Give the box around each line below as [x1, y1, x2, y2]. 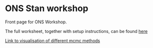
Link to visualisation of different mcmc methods [5, 37, 101, 44]
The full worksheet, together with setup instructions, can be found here [5, 28, 148, 34]
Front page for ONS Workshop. [5, 19, 67, 25]
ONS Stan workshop [5, 3, 88, 14]
